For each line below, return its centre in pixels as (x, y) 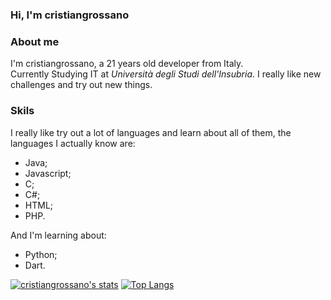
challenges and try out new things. (81, 85)
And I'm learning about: (58, 235)
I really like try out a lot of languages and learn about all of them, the (151, 132)
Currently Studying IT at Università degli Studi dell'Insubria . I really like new (166, 74)
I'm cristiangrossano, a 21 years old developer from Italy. (127, 64)
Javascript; (48, 173)
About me (35, 41)
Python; (41, 254)
